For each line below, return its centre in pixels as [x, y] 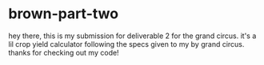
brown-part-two [63, 14]
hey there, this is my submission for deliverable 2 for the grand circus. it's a [132, 36]
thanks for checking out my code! [64, 52]
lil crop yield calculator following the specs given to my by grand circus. [126, 44]
